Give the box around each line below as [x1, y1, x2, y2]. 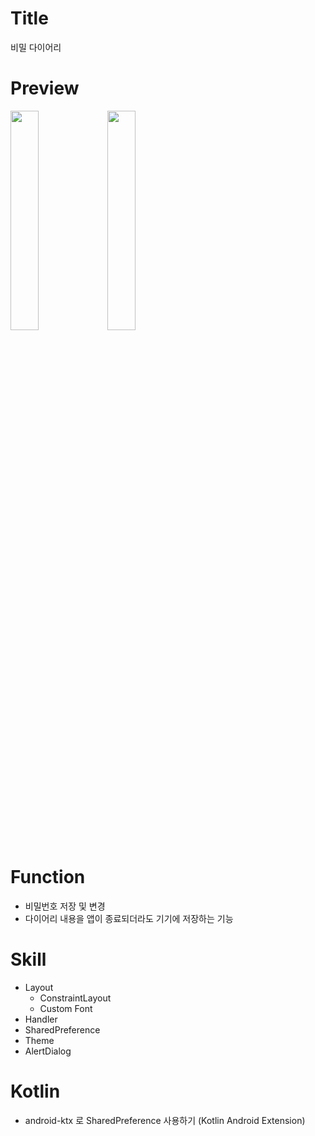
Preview [10, 77, 80, 100]
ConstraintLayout [39, 992, 112, 1004]
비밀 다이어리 [10, 41, 62, 53]
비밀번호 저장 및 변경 [24, 900, 106, 912]
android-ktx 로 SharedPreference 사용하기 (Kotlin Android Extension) [24, 1114, 306, 1126]
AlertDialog [24, 1045, 72, 1057]
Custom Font [39, 1002, 93, 1014]
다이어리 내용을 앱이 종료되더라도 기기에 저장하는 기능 [24, 912, 234, 924]
